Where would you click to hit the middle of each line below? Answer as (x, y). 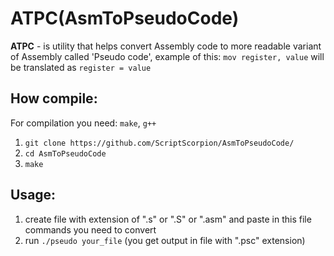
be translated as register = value (81, 67)
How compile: (54, 98)
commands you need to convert (90, 229)
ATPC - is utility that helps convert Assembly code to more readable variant (166, 46)
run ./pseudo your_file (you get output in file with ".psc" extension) (165, 240)
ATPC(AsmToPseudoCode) (125, 18)
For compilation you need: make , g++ (83, 123)
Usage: (33, 195)
